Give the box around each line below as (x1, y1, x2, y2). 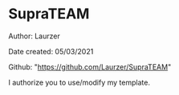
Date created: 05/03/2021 (8, 46, 94, 56)
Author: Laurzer (8, 31, 60, 41)
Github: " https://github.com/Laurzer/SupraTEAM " (8, 61, 172, 72)
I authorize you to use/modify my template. (8, 77, 151, 87)
